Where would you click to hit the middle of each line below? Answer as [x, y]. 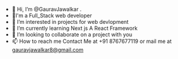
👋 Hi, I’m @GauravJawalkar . [47, 9]
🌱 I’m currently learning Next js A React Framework [75, 28]
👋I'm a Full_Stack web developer [52, 15]
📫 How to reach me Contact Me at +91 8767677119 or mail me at [92, 41]
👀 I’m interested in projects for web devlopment [70, 22]
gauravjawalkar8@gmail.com [47, 50]
